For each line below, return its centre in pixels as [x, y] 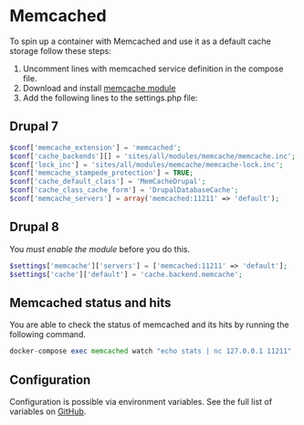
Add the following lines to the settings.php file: [110, 98]
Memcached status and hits [90, 303]
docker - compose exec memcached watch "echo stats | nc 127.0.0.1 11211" [151, 351]
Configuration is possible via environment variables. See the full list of [141, 401]
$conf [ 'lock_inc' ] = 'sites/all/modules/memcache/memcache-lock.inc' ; [147, 165]
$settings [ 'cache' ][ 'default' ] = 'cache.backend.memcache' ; [126, 274]
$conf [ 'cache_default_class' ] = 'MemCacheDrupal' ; [108, 182]
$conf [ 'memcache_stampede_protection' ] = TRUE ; [102, 173]
